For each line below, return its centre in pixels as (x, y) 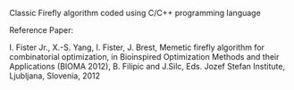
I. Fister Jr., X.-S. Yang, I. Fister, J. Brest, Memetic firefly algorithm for (137, 47)
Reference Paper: (42, 30)
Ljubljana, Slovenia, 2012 (55, 76)
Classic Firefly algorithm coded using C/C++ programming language (135, 13)
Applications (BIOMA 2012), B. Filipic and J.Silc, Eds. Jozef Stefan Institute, (147, 66)
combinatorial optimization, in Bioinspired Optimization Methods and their (144, 57)
